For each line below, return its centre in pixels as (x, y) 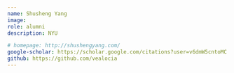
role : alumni (26, 26)
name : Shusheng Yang (37, 14)
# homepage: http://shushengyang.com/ (64, 46)
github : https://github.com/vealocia (62, 59)
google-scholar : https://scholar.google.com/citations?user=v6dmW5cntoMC (117, 52)
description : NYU (33, 33)
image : (17, 20)
